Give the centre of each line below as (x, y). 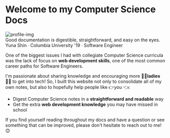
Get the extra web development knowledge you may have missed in (85, 104)
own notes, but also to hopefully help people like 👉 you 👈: (68, 87)
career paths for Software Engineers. (44, 66)
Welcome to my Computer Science (81, 9)
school (20, 110)
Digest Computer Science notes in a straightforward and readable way (88, 99)
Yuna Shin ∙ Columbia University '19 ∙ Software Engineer (64, 45)
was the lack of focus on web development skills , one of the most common (85, 60)
